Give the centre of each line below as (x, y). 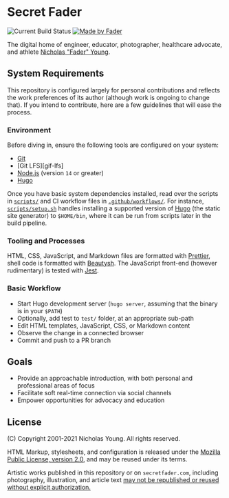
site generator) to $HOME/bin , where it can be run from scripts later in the (109, 216)
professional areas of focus (56, 386)
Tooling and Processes (46, 241)
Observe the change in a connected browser (80, 332)
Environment (29, 130)
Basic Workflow (34, 288)
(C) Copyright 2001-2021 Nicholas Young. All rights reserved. (94, 439)
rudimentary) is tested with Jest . (53, 270)
